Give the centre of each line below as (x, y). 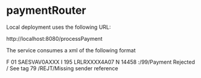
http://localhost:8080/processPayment (54, 38)
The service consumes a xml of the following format (71, 50)
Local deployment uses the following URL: (59, 27)
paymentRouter (46, 10)
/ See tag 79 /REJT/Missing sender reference (62, 68)
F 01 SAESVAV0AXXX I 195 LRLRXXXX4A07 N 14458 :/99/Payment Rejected (101, 62)
